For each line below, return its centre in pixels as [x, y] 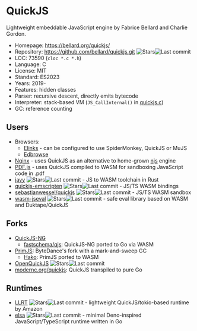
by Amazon [28, 309]
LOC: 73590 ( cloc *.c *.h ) [48, 58]
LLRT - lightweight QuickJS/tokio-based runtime [102, 302]
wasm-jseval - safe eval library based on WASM [101, 198]
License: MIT [31, 70]
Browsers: [27, 142]
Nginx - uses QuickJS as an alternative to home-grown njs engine [95, 160]
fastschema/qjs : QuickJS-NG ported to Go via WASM [89, 244]
